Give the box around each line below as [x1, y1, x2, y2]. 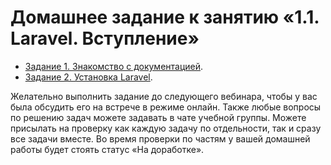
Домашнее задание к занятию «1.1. [10, 6, 320, 29]
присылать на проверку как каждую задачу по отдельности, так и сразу [10, 122, 322, 134]
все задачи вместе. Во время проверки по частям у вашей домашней [10, 132, 311, 145]
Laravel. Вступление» [10, 27, 200, 50]
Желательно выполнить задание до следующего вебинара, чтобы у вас [10, 90, 318, 102]
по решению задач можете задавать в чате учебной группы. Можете [10, 111, 307, 123]
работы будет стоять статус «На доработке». [10, 143, 205, 155]
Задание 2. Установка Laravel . [24, 71, 153, 83]
